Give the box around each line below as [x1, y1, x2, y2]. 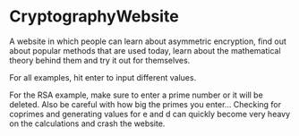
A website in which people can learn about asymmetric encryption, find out [9, 36, 286, 47]
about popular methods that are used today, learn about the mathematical [9, 45, 281, 55]
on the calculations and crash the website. [9, 118, 166, 129]
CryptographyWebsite [9, 6, 179, 27]
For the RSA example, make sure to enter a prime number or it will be [9, 89, 264, 100]
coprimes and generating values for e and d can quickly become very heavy [9, 108, 291, 119]
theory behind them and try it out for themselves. [9, 55, 191, 65]
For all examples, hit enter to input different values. [9, 72, 197, 82]
